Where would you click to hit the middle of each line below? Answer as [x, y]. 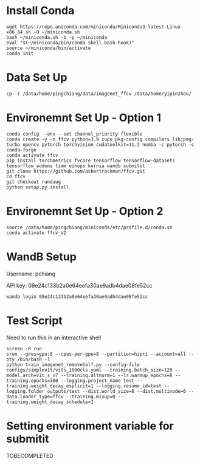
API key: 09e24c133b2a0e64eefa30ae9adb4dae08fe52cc [79, 285]
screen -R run [24, 348]
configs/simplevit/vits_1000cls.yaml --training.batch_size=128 [89, 370]
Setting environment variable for [90, 426]
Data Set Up [37, 78]
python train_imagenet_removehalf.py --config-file [73, 365]
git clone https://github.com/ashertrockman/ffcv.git [76, 171]
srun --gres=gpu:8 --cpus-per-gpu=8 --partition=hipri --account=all [96, 354]
